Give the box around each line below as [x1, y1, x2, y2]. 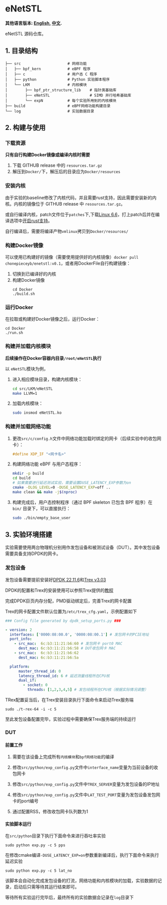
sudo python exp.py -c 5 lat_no [5, 868, 72, 874]
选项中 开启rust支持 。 [9, 218, 53, 224]
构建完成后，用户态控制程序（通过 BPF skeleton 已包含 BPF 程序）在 [12, 499, 153, 505]
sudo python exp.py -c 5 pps [5, 843, 66, 848]
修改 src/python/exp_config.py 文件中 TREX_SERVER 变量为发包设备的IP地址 [12, 781, 160, 787]
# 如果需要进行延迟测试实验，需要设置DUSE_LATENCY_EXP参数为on [12, 480, 131, 485]
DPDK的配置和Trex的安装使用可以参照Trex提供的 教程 [5, 587, 114, 593]
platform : [9, 664, 30, 669]
